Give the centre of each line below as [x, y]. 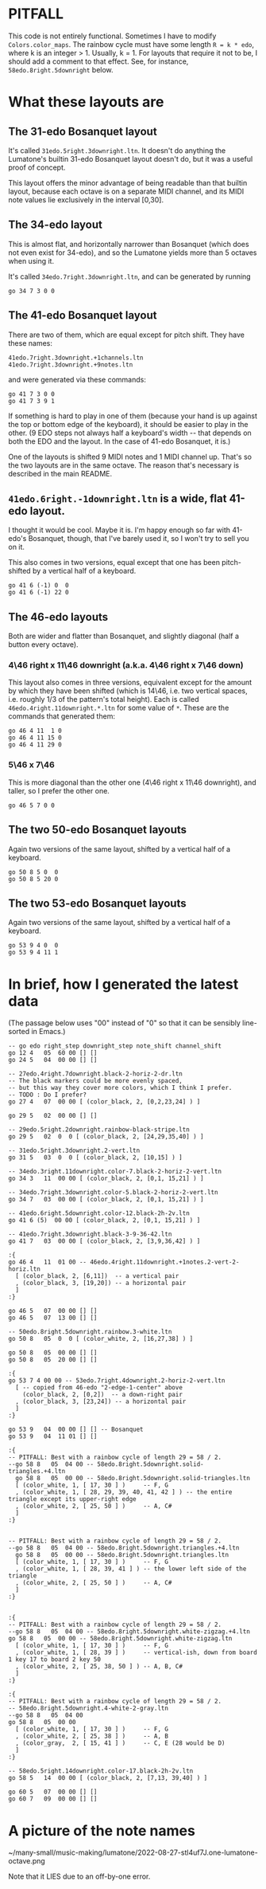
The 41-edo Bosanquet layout [83, 315]
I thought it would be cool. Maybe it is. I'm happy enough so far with [120, 530]
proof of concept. [37, 167]
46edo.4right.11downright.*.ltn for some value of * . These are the [119, 708]
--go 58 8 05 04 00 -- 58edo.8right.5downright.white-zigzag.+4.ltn [129, 1632]
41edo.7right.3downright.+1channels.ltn [76, 358]
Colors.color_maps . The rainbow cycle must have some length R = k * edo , [131, 44]
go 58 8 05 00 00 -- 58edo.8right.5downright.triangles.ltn [122, 1555]
